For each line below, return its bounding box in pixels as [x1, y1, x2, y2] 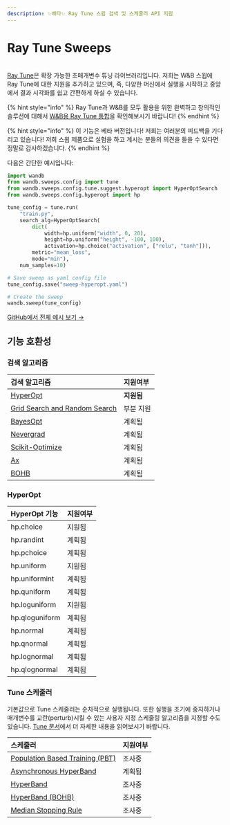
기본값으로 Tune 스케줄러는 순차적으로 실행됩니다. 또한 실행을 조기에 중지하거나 [7, 705, 221, 713]
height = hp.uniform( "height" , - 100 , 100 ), [44, 236, 166, 243]
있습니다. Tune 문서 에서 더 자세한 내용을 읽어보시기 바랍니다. [7, 722, 171, 730]
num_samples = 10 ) [19, 262, 67, 269]
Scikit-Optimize [10, 442, 62, 452]
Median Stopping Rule [10, 805, 83, 815]
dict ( [32, 223, 48, 230]
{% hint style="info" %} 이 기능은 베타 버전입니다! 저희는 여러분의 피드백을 [7, 126, 211, 135]
